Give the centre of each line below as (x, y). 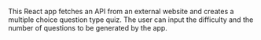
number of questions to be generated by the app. (88, 28)
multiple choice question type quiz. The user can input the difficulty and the (131, 20)
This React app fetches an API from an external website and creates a (121, 11)
